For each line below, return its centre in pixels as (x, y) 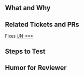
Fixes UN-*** (19, 36)
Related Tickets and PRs (42, 24)
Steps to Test (25, 51)
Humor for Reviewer (36, 67)
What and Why (28, 8)
